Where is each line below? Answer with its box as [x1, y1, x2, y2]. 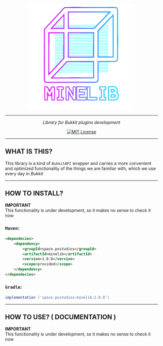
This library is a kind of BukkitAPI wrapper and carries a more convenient [5, 160, 152, 166]
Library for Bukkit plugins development [43, 119, 120, 125]
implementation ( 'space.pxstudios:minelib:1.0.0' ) [5, 295, 110, 300]
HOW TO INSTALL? [5, 189, 64, 198]
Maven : [5, 225, 20, 231]
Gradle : [5, 283, 22, 290]
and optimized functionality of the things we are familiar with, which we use [5, 165, 156, 171]
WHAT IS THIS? [5, 148, 53, 156]
